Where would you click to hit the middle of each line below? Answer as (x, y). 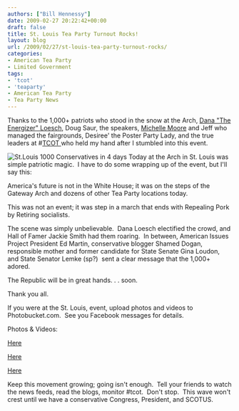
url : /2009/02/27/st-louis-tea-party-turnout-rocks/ (87, 47)
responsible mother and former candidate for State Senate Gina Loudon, (113, 251)
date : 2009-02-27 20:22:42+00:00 (57, 21)
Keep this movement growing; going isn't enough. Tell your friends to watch (119, 384)
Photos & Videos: (33, 329)
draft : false (27, 27)
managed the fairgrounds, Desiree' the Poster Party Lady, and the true (111, 135)
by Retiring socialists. (39, 215)
